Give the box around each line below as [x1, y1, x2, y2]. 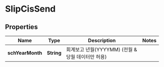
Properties [5, 23, 38, 31]
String [47, 50, 62, 56]
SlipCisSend [5, 3, 56, 15]
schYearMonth [7, 50, 42, 56]
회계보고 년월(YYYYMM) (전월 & [66, 46, 138, 53]
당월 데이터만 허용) [66, 53, 107, 60]
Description [87, 37, 116, 44]
